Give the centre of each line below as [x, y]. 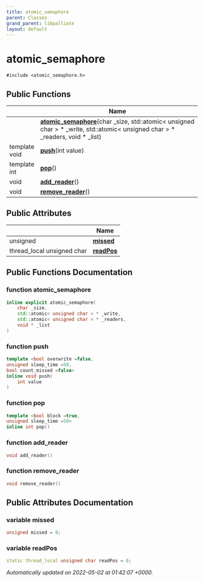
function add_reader [37, 443]
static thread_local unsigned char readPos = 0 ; [69, 561]
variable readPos [32, 548]
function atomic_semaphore [49, 290]
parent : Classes [27, 18]
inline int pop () [28, 427]
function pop [26, 403]
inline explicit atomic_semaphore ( [51, 303]
